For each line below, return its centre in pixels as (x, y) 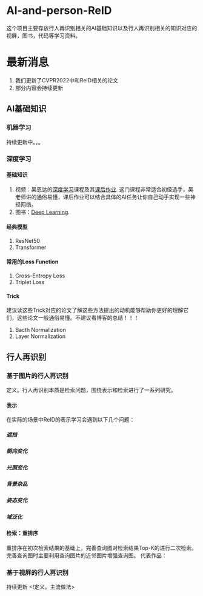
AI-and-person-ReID (59, 11)
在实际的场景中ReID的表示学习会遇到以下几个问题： (71, 420)
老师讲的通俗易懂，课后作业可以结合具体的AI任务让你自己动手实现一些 (103, 197)
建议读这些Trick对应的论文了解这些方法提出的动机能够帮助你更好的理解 (95, 310)
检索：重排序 (22, 533)
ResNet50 (28, 240)
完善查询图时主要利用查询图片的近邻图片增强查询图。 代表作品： (87, 555)
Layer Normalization (40, 336)
